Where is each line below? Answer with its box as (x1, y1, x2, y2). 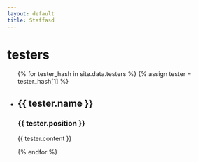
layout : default (7, 10, 55, 17)
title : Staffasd (7, 17, 55, 24)
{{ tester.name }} (17, 97, 94, 109)
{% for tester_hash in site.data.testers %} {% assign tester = (17, 70, 192, 78)
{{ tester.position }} (17, 118, 86, 128)
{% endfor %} (17, 148, 58, 156)
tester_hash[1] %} (17, 78, 69, 86)
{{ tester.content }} (17, 134, 72, 143)
